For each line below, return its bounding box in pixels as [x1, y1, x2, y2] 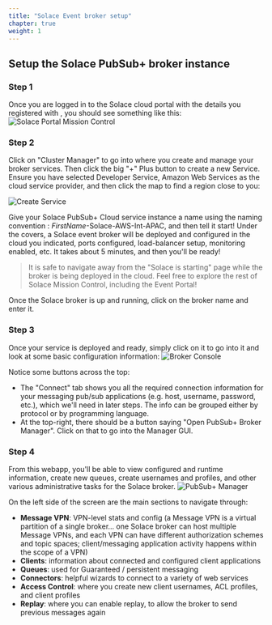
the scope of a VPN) [19, 547, 88, 557]
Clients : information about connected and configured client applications [19, 555, 261, 565]
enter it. [8, 304, 35, 314]
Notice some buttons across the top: [8, 367, 130, 376]
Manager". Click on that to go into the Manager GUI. [19, 426, 193, 436]
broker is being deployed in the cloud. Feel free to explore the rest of [28, 271, 257, 281]
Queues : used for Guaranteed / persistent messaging [19, 564, 199, 574]
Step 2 [8, 137, 35, 148]
